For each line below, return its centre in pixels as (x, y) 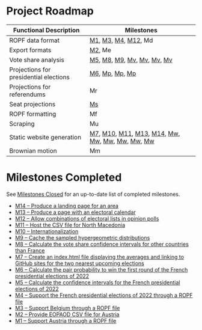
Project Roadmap (50, 11)
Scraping (22, 123)
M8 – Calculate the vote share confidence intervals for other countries (102, 244)
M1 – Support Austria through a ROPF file (66, 320)
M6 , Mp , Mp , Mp (113, 73)
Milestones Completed (64, 178)
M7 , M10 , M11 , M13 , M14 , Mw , (135, 133)
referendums (28, 94)
